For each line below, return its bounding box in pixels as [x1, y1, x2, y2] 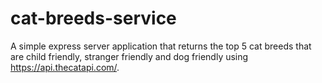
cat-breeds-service [10, 7, 177, 30]
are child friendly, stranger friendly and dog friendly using [10, 50, 249, 62]
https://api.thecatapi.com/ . [10, 61, 120, 73]
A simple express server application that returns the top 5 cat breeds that [10, 40, 312, 52]
